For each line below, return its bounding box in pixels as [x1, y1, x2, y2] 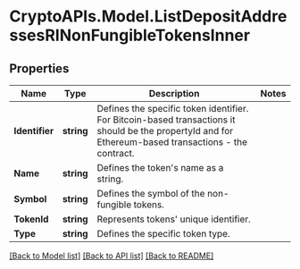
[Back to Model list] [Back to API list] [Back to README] [9, 250, 214, 261]
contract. [96, 147, 136, 159]
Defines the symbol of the [96, 188, 205, 199]
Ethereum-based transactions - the [96, 136, 248, 148]
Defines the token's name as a [96, 162, 224, 173]
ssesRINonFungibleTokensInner [9, 25, 251, 46]
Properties [9, 61, 70, 76]
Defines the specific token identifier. [96, 103, 249, 114]
